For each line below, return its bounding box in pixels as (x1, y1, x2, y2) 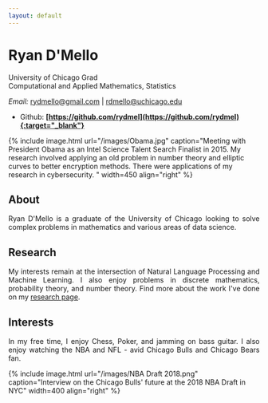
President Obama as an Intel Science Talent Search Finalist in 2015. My (8, 144, 242, 154)
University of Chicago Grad (8, 73, 98, 82)
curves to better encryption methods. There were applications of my (8, 161, 233, 171)
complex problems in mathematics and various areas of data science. (8, 223, 237, 232)
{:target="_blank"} (19, 121, 85, 130)
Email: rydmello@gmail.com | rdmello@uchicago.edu (8, 97, 183, 106)
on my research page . (8, 292, 81, 302)
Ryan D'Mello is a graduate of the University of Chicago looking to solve (8, 214, 260, 223)
